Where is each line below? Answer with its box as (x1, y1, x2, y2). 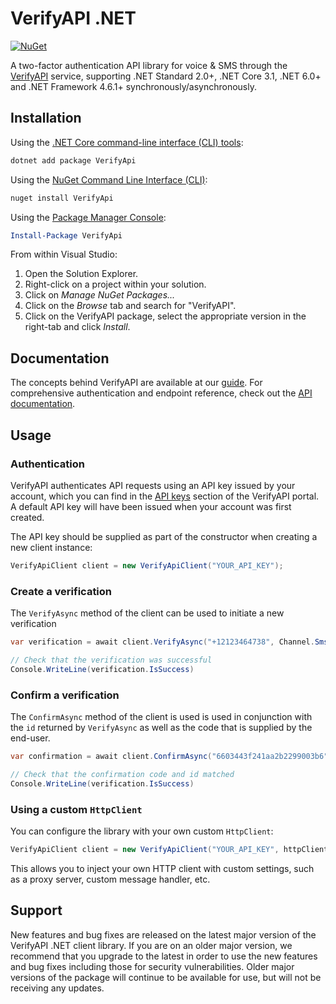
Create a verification (10, 584, 113, 598)
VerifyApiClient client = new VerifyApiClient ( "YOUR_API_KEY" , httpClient (10, 844, 329, 854)
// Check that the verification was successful (10, 655, 213, 665)
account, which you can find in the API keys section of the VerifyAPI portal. (10, 490, 320, 502)
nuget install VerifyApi (10, 193, 114, 203)
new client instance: (10, 541, 93, 553)
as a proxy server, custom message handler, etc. (10, 873, 211, 885)
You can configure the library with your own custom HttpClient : (10, 825, 274, 837)
